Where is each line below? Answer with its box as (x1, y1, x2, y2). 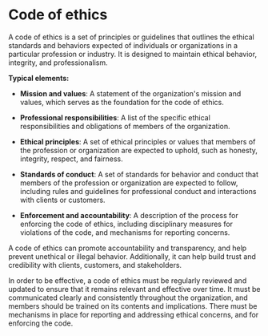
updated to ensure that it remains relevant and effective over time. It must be (8, 284, 261, 293)
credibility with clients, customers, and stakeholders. (8, 260, 182, 269)
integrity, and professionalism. (8, 58, 108, 67)
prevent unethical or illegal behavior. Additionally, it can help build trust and (8, 251, 256, 261)
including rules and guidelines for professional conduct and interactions (19, 186, 257, 196)
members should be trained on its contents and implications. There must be (8, 301, 258, 310)
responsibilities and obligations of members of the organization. (19, 121, 230, 131)
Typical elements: (8, 73, 70, 83)
